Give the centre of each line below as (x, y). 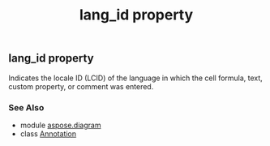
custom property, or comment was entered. (81, 86)
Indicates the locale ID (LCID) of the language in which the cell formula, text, (136, 78)
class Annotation (48, 133)
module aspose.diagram (60, 125)
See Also (26, 107)
